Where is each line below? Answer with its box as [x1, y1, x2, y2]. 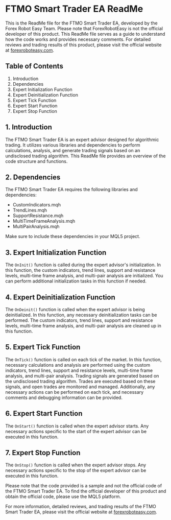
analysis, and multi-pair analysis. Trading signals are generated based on [5, 372, 159, 379]
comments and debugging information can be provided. [5, 394, 123, 400]
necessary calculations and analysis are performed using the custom [5, 362, 151, 368]
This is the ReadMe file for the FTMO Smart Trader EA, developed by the [5, 20, 158, 26]
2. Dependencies [5, 173, 61, 181]
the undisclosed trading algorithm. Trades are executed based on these [5, 378, 156, 384]
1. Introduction [5, 123, 52, 132]
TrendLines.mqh [12, 207, 47, 214]
